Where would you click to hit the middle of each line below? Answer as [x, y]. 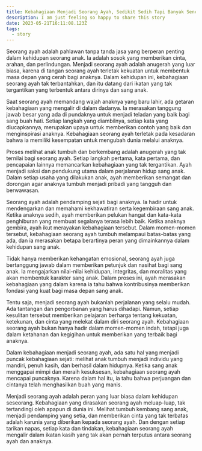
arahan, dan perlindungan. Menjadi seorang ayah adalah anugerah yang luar [101, 65]
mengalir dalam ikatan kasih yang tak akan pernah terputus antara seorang [99, 435]
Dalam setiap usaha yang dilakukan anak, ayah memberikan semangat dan [99, 178]
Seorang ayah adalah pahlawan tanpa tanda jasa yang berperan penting [95, 51]
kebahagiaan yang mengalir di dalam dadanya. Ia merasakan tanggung [94, 108]
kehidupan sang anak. [34, 247]
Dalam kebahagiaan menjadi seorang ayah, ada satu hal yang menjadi [93, 353]
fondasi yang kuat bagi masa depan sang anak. [65, 291]
